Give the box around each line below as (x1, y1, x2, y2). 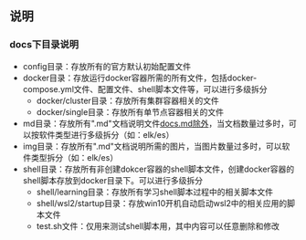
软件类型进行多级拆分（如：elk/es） (38, 129, 174, 140)
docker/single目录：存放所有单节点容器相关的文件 (36, 106, 225, 117)
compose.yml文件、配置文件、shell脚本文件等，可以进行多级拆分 (22, 83, 268, 94)
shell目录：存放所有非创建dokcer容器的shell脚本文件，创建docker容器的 (22, 163, 295, 174)
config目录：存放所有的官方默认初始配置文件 (22, 60, 192, 71)
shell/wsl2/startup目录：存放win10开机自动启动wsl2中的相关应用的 (36, 197, 288, 208)
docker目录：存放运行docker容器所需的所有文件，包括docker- (22, 72, 258, 83)
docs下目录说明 (9, 38, 79, 51)
